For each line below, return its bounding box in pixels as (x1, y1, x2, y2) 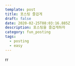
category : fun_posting (5, 30, 51, 34)
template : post (5, 7, 36, 12)
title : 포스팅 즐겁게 (5, 12, 43, 16)
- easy (9, 43, 23, 48)
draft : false (5, 16, 31, 21)
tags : (5, 34, 16, 39)
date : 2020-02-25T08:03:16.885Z (5, 20, 70, 26)
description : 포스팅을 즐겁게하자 (5, 25, 65, 30)
